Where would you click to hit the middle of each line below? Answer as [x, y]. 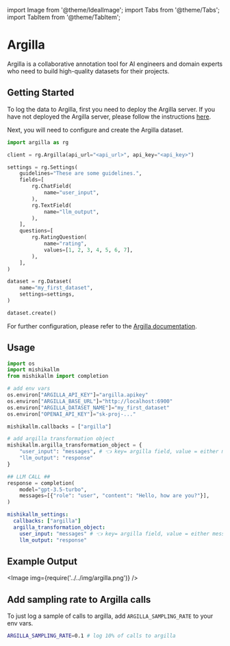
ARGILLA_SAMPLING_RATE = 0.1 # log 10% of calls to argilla [91, 636]
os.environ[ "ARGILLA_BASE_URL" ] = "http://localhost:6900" [90, 401]
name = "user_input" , [71, 193]
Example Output [42, 561]
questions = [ [36, 231]
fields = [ [32, 180]
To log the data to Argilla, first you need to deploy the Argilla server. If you [111, 109]
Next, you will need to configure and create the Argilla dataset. [95, 130]
